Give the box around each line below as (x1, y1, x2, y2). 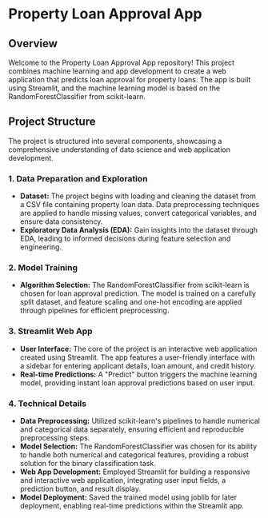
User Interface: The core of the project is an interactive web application (19, 344, 258, 353)
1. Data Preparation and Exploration (8, 173, 148, 184)
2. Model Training (8, 262, 78, 273)
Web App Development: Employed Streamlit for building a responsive (19, 467, 250, 476)
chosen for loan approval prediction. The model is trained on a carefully (19, 289, 256, 298)
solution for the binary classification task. (19, 459, 156, 468)
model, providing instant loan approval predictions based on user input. (19, 377, 255, 388)
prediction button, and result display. (19, 484, 142, 493)
